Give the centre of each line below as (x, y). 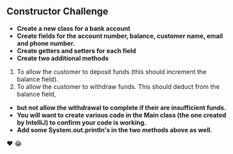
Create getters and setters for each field (76, 50)
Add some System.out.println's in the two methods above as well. (114, 129)
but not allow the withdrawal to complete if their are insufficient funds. (121, 107)
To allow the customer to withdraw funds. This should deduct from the (118, 86)
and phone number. (46, 43)
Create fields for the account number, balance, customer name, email (120, 36)
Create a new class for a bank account (73, 28)
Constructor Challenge (58, 12)
